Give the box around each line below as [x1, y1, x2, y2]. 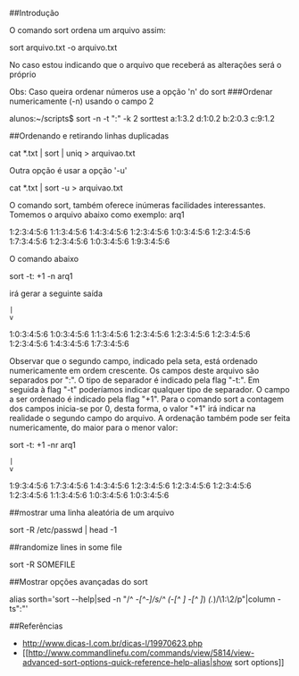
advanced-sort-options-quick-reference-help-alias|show [21, 657, 233, 667]
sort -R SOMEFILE [9, 559, 76, 570]
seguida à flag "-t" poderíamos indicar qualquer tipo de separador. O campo [9, 384, 290, 394]
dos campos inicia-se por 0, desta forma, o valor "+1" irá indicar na [9, 403, 256, 414]
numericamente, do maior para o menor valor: [9, 422, 179, 433]
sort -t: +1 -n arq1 [9, 271, 73, 281]
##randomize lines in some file [9, 542, 122, 553]
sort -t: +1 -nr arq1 [9, 440, 76, 450]
